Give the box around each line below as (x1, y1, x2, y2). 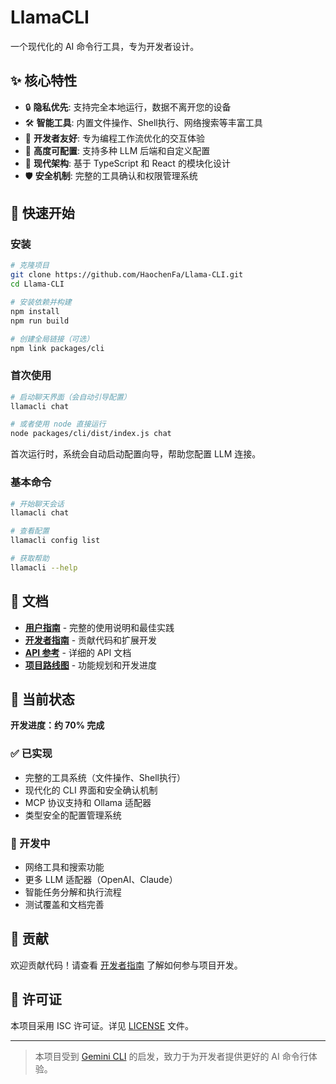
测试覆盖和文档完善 (24, 899, 105, 910)
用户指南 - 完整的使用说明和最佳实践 (24, 621, 175, 633)
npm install (10, 306, 60, 316)
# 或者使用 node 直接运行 (10, 419, 107, 430)
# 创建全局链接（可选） (10, 334, 95, 344)
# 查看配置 (10, 526, 50, 536)
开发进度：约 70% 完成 (10, 719, 105, 731)
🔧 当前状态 (10, 691, 75, 708)
